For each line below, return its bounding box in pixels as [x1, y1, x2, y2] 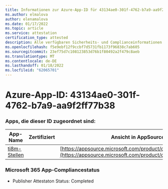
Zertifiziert [28, 133, 55, 140]
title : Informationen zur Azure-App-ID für [5, 7, 97, 12]
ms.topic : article [5, 26, 43, 31]
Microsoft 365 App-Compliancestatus [5, 166, 100, 173]
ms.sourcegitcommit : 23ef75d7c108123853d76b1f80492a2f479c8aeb [5, 49, 140, 54]
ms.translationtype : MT [5, 53, 55, 59]
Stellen [7, 151, 24, 158]
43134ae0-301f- [69, 89, 140, 100]
